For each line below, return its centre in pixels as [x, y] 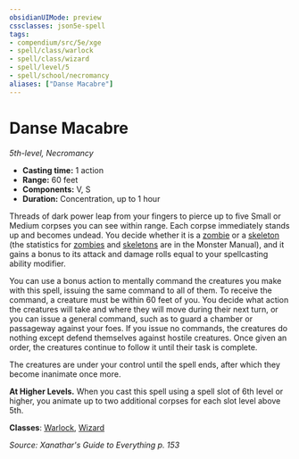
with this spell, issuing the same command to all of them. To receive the [141, 290]
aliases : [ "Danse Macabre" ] [62, 84]
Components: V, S [56, 189]
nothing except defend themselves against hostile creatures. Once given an [148, 338]
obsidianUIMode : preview [55, 17]
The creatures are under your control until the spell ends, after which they [145, 364]
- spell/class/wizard [50, 59]
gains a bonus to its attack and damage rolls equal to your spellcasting [139, 254]
